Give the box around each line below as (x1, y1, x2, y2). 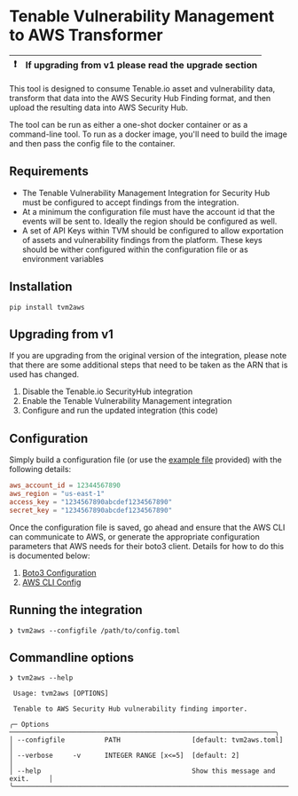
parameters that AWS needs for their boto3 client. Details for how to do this (9, 540, 285, 551)
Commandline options (9, 650, 135, 665)
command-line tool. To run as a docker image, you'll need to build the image (9, 129, 288, 139)
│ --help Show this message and (9, 767, 276, 776)
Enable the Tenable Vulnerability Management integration (21, 396, 232, 406)
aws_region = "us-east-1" (9, 490, 105, 499)
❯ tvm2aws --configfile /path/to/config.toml (9, 626, 180, 635)
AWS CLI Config (21, 577, 82, 587)
